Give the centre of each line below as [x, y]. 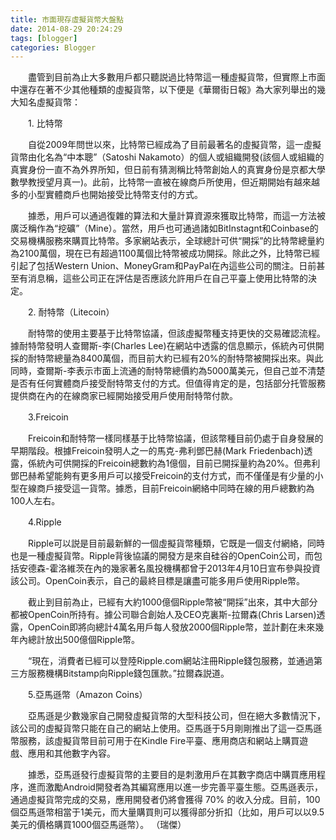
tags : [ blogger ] [44, 38]
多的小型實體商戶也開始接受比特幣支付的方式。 [106, 195]
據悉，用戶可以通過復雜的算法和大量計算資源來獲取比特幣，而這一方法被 [176, 216]
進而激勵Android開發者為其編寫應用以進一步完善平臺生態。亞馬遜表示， [175, 787]
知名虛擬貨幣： [49, 102]
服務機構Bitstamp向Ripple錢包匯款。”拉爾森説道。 [128, 673]
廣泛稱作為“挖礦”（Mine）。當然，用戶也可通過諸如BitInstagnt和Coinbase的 [164, 228]
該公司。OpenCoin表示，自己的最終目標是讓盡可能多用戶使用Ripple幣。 [158, 581]
